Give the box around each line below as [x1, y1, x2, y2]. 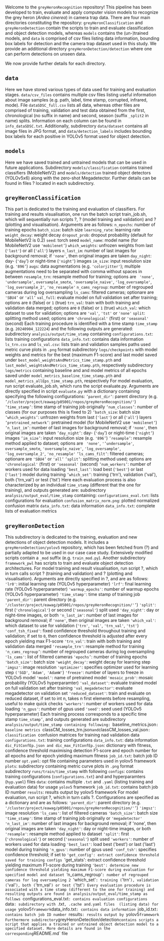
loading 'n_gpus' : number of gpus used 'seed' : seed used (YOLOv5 [5, 706, 142, 712]
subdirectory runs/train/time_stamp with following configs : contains [5, 768, 143, 774]
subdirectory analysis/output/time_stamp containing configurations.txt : [5, 331, 153, 337]
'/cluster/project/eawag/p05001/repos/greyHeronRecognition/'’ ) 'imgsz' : [5, 805, 156, 811]
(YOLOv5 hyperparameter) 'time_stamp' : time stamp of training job [5, 592, 141, 597]
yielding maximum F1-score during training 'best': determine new [5, 862, 139, 868]
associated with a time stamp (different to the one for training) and [5, 887, 154, 892]
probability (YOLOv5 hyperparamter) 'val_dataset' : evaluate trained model [5, 680, 157, 686]
